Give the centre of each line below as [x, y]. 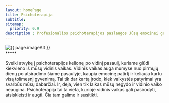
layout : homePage [23, 10]
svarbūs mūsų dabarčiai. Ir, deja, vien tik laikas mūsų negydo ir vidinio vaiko [84, 84]
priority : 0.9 [24, 29]
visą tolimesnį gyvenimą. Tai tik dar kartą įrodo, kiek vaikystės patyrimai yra [83, 79]
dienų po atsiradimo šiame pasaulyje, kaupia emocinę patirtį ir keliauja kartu [84, 73]
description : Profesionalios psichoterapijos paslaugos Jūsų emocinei [82, 33]
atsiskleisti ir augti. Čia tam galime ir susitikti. [52, 95]
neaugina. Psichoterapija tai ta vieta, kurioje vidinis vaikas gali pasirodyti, [81, 90]
